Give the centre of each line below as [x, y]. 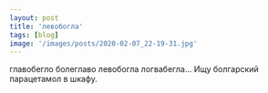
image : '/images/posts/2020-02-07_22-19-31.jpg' [103, 43]
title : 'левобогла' [46, 26]
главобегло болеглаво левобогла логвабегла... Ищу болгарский [134, 69]
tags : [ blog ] [34, 35]
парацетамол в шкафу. [53, 79]
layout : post [34, 18]
